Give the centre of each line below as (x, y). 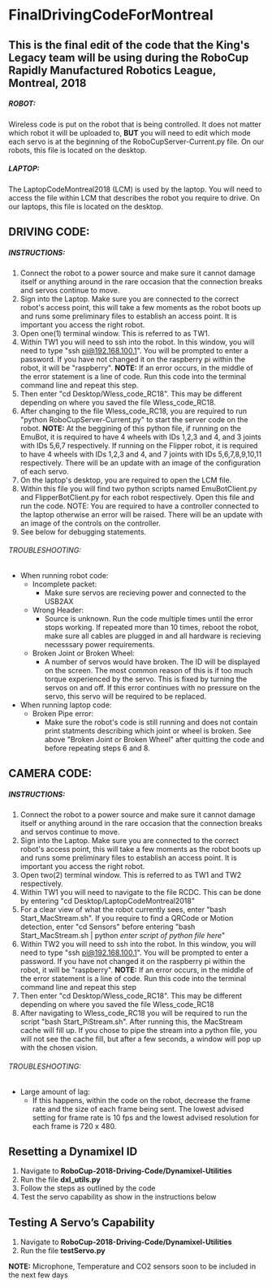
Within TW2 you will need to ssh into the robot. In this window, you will (138, 944)
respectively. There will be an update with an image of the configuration (140, 462)
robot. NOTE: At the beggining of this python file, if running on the (131, 428)
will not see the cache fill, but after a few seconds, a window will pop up (140, 1039)
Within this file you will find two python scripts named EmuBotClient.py (138, 488)
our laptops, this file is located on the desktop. (86, 206)
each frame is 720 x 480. (74, 1126)
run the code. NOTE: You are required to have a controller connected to (140, 506)
